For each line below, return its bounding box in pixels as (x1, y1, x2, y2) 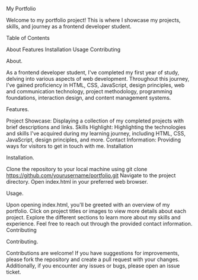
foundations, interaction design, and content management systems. (6, 95, 171, 101)
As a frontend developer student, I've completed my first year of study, (6, 69, 180, 76)
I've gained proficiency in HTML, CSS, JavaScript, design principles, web (6, 81, 185, 89)
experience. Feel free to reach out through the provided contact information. (6, 220, 193, 227)
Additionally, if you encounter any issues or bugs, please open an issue (6, 262, 180, 269)
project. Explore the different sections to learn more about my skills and (6, 214, 181, 221)
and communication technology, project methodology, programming (6, 88, 173, 95)
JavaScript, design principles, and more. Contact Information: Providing (6, 136, 181, 143)
